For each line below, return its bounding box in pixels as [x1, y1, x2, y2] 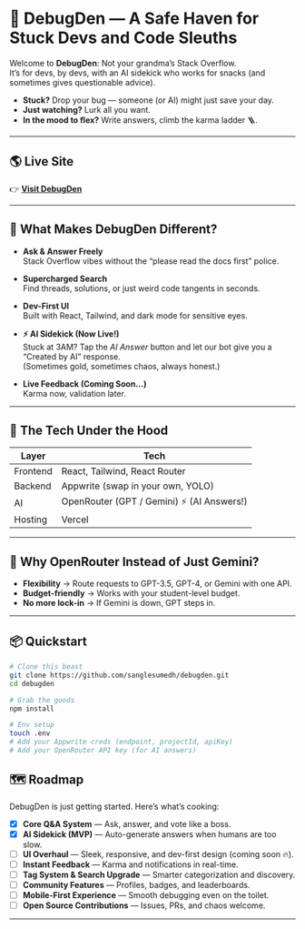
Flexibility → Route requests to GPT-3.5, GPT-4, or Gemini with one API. [22, 578, 292, 590]
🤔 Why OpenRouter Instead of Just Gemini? [9, 554, 260, 570]
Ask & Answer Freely [22, 246, 103, 257]
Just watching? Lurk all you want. [22, 104, 152, 115]
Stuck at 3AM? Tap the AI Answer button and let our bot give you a [22, 341, 272, 352]
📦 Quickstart [9, 633, 88, 649]
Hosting [14, 513, 48, 526]
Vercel [61, 513, 89, 526]
